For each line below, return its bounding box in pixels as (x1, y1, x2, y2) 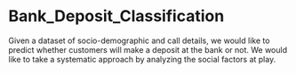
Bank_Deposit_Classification (8, 6, 225, 26)
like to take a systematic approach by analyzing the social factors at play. (8, 54, 276, 64)
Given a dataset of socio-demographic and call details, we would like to (8, 35, 270, 46)
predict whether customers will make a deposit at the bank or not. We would (8, 44, 288, 55)
